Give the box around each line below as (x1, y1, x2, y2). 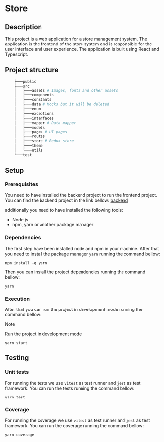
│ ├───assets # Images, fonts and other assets (14, 88, 119, 93)
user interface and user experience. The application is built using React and (5, 46, 159, 52)
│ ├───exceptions (14, 111, 54, 116)
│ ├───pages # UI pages (14, 130, 68, 134)
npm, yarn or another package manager (12, 222, 94, 228)
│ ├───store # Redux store (14, 139, 74, 144)
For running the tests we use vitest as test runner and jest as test (5, 380, 141, 386)
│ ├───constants (14, 97, 52, 102)
